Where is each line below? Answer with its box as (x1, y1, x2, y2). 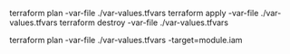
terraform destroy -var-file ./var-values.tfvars (59, 17, 229, 28)
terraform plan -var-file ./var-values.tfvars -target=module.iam (9, 35, 243, 45)
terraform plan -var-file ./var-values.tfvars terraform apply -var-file (9, 8, 259, 18)
